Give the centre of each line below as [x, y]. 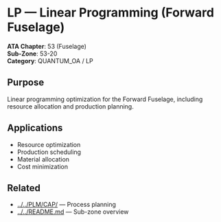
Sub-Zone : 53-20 [32, 54]
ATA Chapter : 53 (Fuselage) [47, 46]
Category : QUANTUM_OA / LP [50, 60]
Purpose [26, 83]
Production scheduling [49, 152]
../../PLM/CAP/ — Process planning [67, 205]
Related [24, 188]
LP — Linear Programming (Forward [111, 13]
